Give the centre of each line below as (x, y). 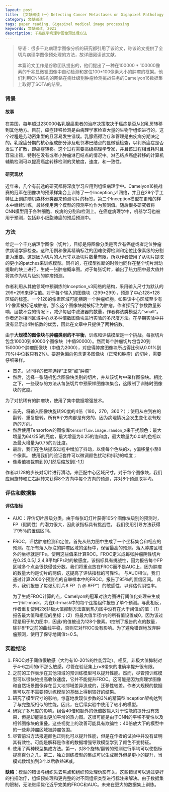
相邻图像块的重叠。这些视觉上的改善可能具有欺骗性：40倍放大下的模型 (86, 723)
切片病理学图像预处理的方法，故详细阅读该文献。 (68, 54)
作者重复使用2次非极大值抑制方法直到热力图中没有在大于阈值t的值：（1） (87, 609)
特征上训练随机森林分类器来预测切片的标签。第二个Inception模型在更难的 (81, 199)
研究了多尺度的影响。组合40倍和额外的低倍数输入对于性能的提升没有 (83, 711)
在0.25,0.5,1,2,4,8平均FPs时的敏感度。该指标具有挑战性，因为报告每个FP (88, 560)
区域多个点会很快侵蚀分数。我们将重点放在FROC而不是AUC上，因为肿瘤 (87, 567)
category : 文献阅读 (24, 19)
